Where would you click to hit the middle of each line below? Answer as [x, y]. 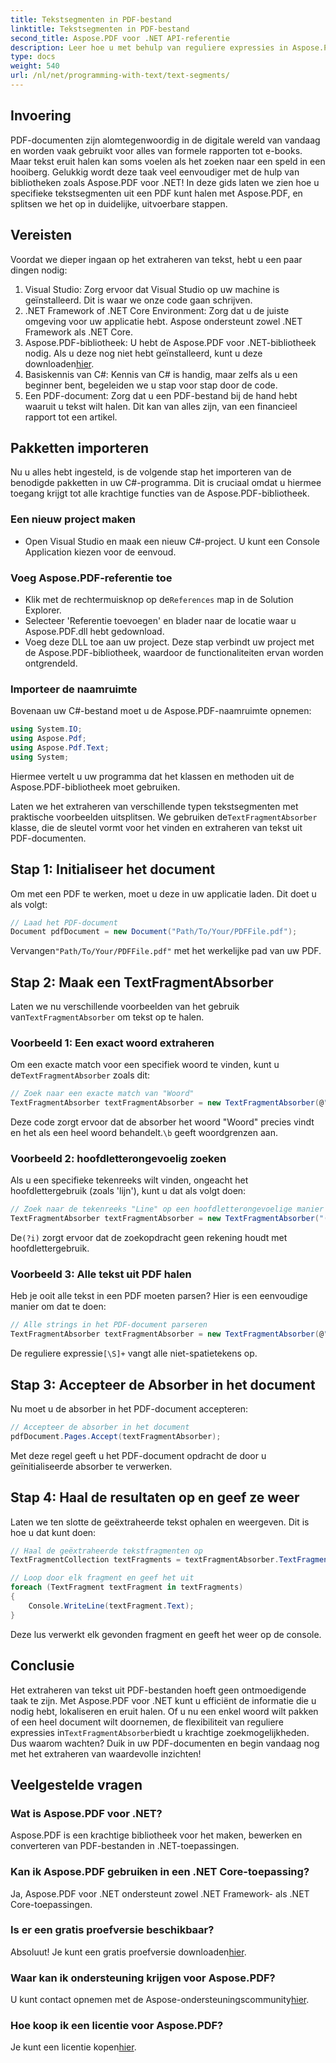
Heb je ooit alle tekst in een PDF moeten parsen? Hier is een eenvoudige [159, 1296]
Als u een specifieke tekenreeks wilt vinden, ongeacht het [129, 1180]
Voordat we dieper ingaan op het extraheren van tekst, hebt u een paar [156, 259]
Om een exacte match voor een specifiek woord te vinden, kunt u [145, 1065]
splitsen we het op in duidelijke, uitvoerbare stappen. [119, 203]
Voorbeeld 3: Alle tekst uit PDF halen [101, 1274]
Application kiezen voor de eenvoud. [100, 552]
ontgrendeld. [51, 663]
